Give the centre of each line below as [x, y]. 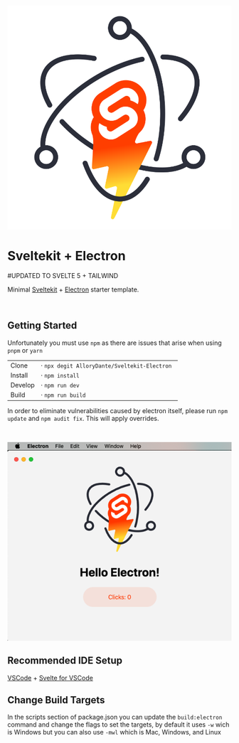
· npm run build [63, 395]
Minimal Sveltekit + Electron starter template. [73, 289]
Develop [23, 385]
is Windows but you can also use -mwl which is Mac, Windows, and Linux [115, 732]
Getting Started [42, 326]
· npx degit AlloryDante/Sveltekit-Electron [106, 365]
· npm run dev [60, 385]
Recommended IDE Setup [65, 661]
